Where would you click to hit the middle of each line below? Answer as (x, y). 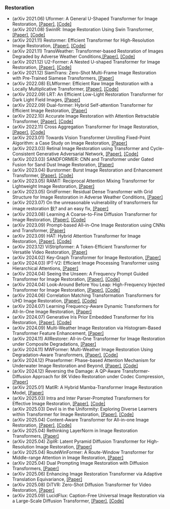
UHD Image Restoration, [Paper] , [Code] (54, 301)
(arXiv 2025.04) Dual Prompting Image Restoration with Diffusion (80, 463)
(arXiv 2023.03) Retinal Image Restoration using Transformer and (80, 149)
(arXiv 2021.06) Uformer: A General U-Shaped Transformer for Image (85, 19)
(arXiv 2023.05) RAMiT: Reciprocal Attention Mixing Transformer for (83, 181)
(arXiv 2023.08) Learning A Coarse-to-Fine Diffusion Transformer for (84, 214)
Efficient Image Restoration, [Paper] (50, 110)
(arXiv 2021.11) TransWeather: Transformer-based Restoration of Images (88, 51)
